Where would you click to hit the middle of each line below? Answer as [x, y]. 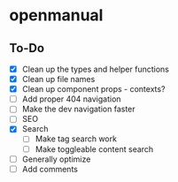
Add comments [50, 169]
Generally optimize [56, 159]
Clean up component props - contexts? [93, 89]
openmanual [56, 15]
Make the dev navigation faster [78, 109]
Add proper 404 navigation [71, 99]
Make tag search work [76, 139]
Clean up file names [58, 80]
